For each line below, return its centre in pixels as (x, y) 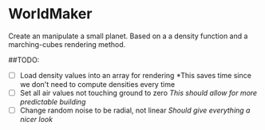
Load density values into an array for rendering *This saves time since (135, 75)
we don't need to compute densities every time (97, 84)
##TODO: (24, 60)
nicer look (36, 120)
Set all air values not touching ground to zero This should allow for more (138, 93)
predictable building (53, 102)
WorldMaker (50, 14)
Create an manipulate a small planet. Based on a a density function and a (128, 36)
